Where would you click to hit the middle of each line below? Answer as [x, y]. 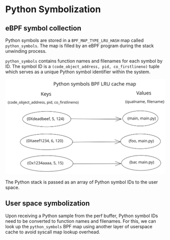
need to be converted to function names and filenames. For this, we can [81, 221]
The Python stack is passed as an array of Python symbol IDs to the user [82, 182]
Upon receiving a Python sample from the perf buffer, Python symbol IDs [82, 216]
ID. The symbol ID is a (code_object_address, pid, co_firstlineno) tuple [82, 66]
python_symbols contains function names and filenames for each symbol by [84, 61]
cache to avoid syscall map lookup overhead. [53, 232]
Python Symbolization [53, 9]
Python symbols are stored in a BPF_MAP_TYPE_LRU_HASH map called [75, 40]
